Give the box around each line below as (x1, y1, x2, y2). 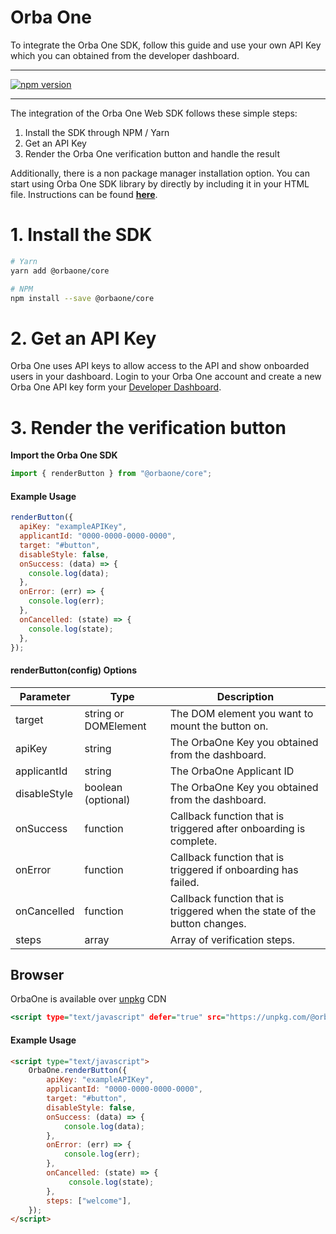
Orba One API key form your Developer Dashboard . (10, 381, 222, 393)
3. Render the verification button (10, 416, 287, 439)
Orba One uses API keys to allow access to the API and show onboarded (10, 360, 310, 372)
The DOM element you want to (169, 706, 314, 720)
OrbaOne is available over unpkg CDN (10, 993, 167, 1005)
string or (84, 706, 125, 720)
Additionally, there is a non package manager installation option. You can (10, 167, 310, 179)
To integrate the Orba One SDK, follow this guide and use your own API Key (10, 39, 322, 51)
